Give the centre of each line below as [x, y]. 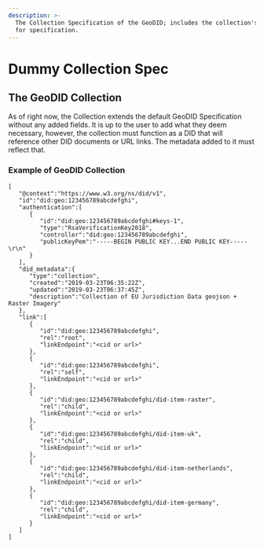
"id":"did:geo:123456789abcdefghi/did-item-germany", [130, 502]
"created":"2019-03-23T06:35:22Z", [87, 283]
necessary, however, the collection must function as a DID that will [115, 133]
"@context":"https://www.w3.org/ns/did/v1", [93, 193]
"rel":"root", [63, 338]
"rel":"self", [63, 372]
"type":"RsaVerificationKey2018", [96, 228]
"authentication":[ [50, 207]
